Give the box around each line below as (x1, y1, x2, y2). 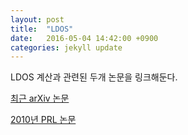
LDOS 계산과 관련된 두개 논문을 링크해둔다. (10, 71, 178, 83)
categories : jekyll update (10, 42, 123, 53)
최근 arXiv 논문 (10, 92, 70, 105)
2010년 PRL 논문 (10, 114, 77, 126)
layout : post (10, 14, 65, 25)
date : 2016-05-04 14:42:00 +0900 (10, 33, 159, 43)
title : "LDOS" (10, 24, 74, 34)
